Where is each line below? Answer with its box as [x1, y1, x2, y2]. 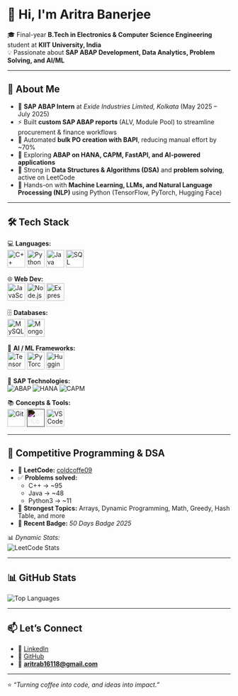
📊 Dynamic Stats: [7, 534, 60, 542]
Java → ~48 [28, 489, 64, 497]
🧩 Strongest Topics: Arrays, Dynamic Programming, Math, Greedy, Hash [17, 504, 230, 513]
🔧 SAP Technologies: [7, 376, 71, 385]
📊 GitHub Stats [7, 571, 76, 584]
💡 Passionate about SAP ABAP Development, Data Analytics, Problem [7, 48, 215, 56]
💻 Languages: [7, 239, 52, 248]
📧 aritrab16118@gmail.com [17, 660, 98, 668]
